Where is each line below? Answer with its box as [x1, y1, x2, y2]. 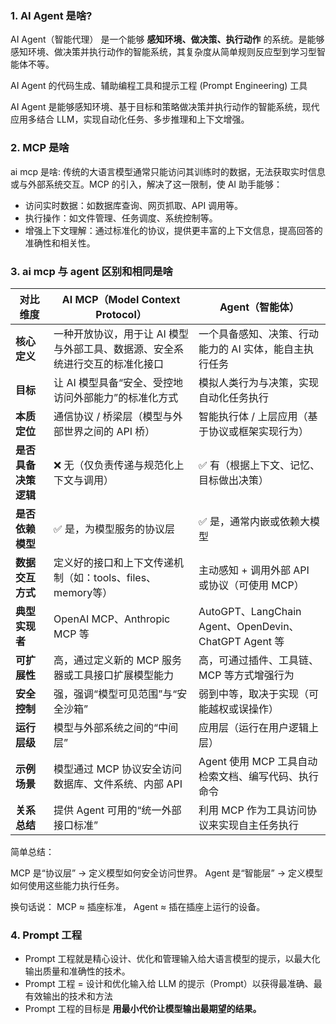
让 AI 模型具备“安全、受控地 [53, 375, 184, 389]
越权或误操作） [208, 702, 280, 716]
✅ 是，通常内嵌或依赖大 [198, 514, 310, 528]
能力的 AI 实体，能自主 [198, 342, 304, 356]
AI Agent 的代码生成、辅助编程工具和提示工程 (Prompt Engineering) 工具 [10, 80, 308, 92]
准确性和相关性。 [24, 237, 96, 249]
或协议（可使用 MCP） [198, 578, 305, 592]
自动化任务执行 [198, 390, 270, 404]
